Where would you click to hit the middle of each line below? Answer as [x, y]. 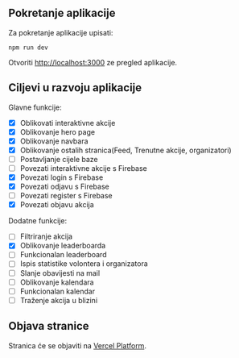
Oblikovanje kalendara [57, 282]
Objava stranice [49, 326]
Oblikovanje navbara [54, 141]
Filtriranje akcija [46, 236]
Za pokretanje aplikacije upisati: [61, 32]
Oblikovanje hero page [57, 131]
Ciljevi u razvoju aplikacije [75, 88]
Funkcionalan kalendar [57, 291]
